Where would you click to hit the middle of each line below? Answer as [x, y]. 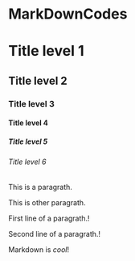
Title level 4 [28, 123]
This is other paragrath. [47, 202]
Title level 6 [27, 162]
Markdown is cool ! [39, 249]
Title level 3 [31, 103]
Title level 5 [28, 141]
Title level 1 [46, 51]
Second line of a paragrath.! [55, 234]
